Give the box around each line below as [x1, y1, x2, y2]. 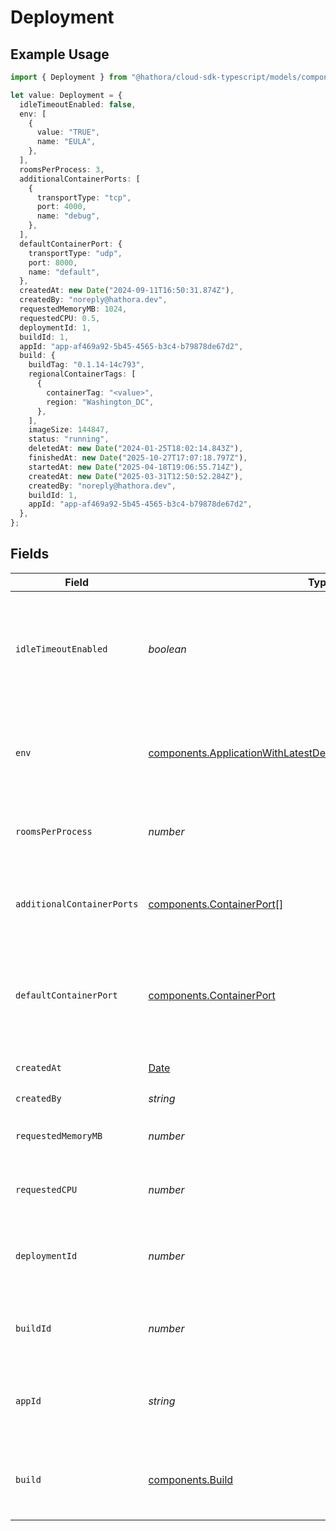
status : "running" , [28, 434, 110, 445]
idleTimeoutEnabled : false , [19, 99, 137, 110]
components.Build [148, 1472, 234, 1486]
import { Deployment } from [10, 72, 128, 82]
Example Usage [10, 46, 110, 63]
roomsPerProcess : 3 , [19, 164, 105, 175]
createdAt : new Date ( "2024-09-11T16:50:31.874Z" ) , [19, 286, 235, 296]
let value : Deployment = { [10, 90, 123, 100]
